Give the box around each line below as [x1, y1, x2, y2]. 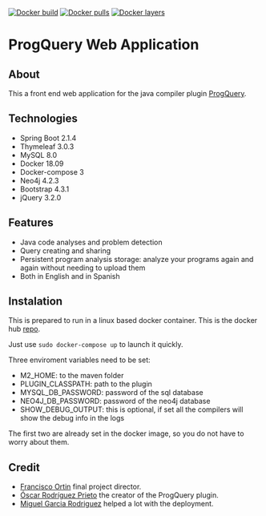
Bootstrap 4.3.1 [19, 184, 70, 194]
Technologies [8, 112, 79, 126]
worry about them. [8, 437, 70, 447]
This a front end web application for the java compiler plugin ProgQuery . [8, 89, 247, 98]
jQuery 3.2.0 [19, 192, 62, 202]
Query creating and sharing [19, 245, 111, 256]
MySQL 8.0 [19, 150, 58, 159]
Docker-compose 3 [19, 167, 84, 176]
